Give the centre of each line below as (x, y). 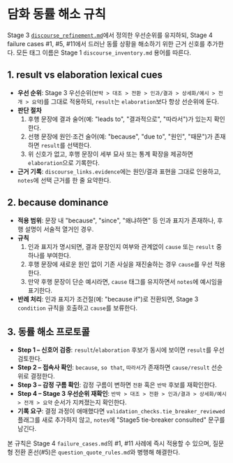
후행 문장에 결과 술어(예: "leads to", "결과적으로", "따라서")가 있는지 (120, 119)
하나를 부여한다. (49, 255)
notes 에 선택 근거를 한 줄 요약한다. (64, 180)
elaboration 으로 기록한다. (63, 162)
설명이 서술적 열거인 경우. (59, 229)
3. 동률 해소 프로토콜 (48, 332)
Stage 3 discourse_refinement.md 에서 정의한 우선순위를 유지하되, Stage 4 (110, 35)
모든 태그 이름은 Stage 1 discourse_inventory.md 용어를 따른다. (104, 52)
